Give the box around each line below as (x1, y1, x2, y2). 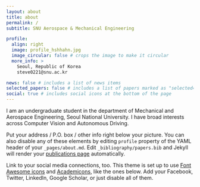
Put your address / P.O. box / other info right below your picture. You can (6, 131, 185, 138)
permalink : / (6, 20, 39, 26)
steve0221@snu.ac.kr (17, 69, 68, 75)
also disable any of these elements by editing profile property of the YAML (6, 138, 192, 144)
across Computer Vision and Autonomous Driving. (6, 120, 129, 126)
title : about (6, 14, 39, 20)
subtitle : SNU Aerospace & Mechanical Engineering (6, 25, 135, 31)
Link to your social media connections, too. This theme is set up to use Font (6, 161, 192, 169)
